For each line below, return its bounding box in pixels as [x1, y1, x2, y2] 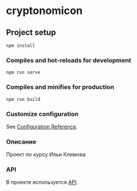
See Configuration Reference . [6, 123, 78, 130]
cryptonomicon [6, 4, 83, 18]
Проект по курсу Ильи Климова [6, 151, 86, 158]
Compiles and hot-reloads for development [6, 56, 132, 64]
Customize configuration [6, 110, 79, 118]
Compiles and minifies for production [6, 83, 114, 91]
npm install [6, 43, 35, 48]
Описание [6, 137, 37, 145]
